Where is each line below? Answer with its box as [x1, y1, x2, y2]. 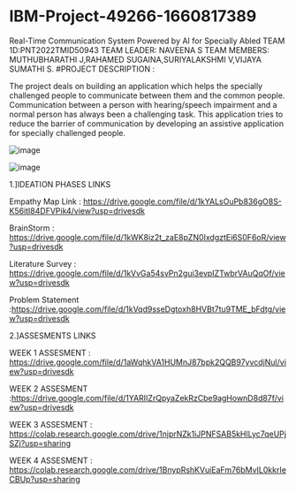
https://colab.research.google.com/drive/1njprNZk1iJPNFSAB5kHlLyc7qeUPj [9, 429, 287, 439]
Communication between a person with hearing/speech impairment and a [9, 99, 277, 110]
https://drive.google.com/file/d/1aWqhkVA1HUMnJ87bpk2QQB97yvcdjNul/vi [9, 356, 287, 368]
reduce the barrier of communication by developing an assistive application [9, 118, 285, 129]
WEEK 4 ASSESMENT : [9, 455, 93, 466]
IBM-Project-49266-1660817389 [9, 6, 257, 27]
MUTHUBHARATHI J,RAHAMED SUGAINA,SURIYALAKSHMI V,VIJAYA [9, 54, 262, 64]
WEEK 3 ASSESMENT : [9, 419, 93, 429]
